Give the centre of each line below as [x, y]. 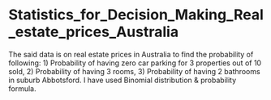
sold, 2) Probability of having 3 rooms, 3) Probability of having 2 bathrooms [135, 71]
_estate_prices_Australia [94, 32]
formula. [22, 88]
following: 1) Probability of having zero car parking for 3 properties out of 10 [135, 63]
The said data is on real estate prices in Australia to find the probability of [131, 54]
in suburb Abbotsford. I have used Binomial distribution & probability [123, 80]
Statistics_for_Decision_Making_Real [136, 15]
